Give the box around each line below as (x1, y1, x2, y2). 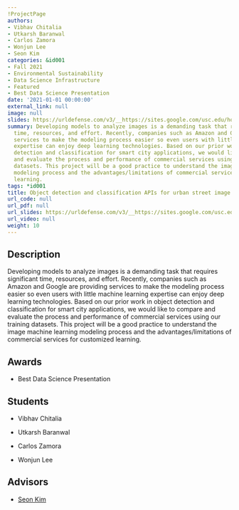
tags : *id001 (7, 182, 46, 189)
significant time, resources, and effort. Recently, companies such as (7, 275, 207, 283)
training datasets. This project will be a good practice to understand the (7, 320, 217, 329)
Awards (7, 356, 43, 368)
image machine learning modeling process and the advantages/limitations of (7, 328, 232, 336)
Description (7, 248, 60, 260)
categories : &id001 (7, 57, 65, 64)
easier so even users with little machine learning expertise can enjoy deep (7, 289, 225, 299)
